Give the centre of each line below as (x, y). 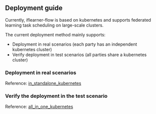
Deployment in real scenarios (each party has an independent (75, 44)
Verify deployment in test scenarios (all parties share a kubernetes (79, 55)
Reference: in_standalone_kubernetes (43, 84)
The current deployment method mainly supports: (55, 34)
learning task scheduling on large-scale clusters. (54, 25)
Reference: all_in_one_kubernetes (39, 107)
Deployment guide (34, 8)
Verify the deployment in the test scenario (56, 96)
